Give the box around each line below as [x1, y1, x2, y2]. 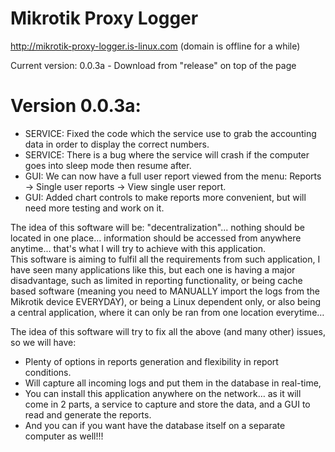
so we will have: [10, 336, 77, 348]
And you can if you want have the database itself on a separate [24, 419, 286, 431]
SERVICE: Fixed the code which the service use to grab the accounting [24, 127, 317, 139]
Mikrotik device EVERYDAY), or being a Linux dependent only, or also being [10, 295, 321, 307]
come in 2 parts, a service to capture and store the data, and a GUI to [24, 398, 311, 410]
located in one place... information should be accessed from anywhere [10, 232, 302, 244]
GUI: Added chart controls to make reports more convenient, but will [24, 191, 307, 203]
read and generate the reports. [24, 408, 152, 421]
